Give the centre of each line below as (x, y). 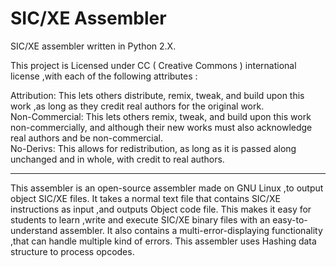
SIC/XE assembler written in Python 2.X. (93, 46)
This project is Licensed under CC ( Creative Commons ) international (153, 65)
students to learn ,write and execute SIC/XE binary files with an (140, 219)
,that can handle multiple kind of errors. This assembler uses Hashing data (163, 241)
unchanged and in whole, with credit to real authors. (117, 159)
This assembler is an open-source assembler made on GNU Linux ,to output (167, 188)
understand (34, 230)
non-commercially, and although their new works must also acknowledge (161, 127)
